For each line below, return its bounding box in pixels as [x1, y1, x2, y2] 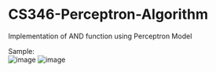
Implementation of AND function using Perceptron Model [8, 31, 192, 41]
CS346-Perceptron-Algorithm [8, 5, 208, 23]
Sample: [8, 46, 35, 56]
